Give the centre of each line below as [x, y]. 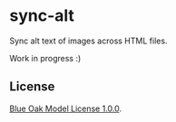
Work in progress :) [45, 58]
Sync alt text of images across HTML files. [88, 41]
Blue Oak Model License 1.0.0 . [66, 108]
